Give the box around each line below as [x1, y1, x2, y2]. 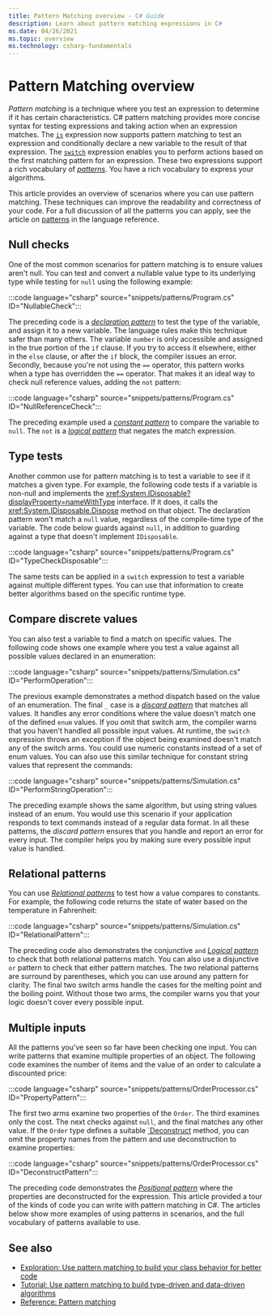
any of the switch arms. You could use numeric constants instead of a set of [8, 743, 262, 752]
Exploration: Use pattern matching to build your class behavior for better [19, 1262, 261, 1272]
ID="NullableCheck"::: [8, 301, 83, 311]
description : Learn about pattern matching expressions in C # [8, 19, 223, 28]
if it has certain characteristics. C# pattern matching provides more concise [8, 113, 261, 123]
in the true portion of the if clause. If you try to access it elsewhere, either [8, 343, 257, 352]
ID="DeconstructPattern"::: [8, 1167, 99, 1177]
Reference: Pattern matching [19, 1296, 117, 1307]
